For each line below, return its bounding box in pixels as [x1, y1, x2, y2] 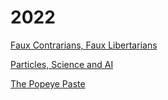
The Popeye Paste [10, 77, 86, 90]
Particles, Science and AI [10, 58, 114, 70]
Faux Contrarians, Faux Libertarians [10, 39, 158, 51]
